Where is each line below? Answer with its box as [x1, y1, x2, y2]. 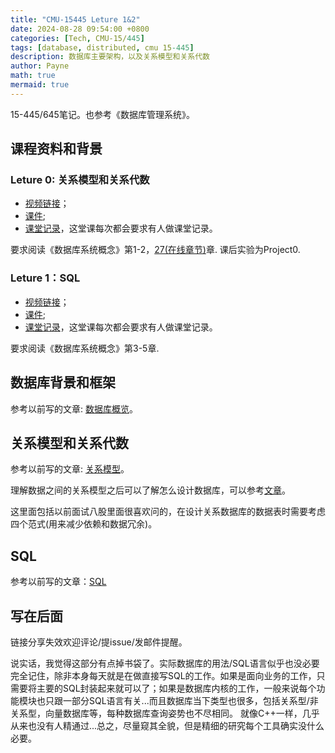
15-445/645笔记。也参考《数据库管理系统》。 [10, 108, 195, 120]
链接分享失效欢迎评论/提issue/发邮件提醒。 [10, 636, 188, 648]
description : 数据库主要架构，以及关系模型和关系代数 [10, 52, 211, 62]
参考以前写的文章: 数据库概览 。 [10, 402, 138, 415]
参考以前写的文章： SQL [10, 576, 107, 588]
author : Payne [10, 61, 70, 71]
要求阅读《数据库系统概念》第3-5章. [10, 342, 160, 354]
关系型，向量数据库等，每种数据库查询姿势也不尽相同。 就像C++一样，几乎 [10, 707, 320, 719]
